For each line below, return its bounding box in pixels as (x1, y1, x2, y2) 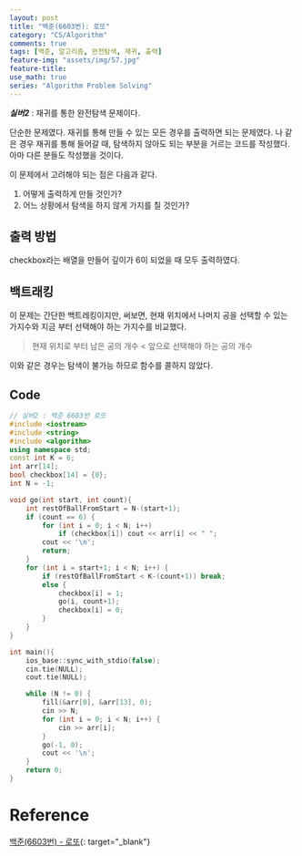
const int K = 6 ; (9, 453, 75, 463)
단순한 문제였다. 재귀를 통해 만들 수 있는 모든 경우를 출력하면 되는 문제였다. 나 (9, 127, 284, 138)
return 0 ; (25, 766, 64, 775)
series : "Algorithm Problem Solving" (9, 81, 153, 90)
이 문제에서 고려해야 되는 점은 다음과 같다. (9, 169, 157, 180)
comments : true (9, 38, 67, 48)
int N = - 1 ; (9, 480, 55, 489)
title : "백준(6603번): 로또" (9, 22, 111, 31)
